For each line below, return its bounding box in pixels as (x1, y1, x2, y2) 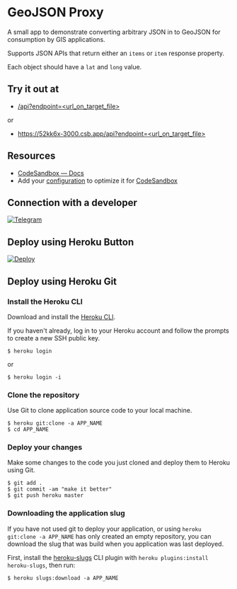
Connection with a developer (7, 196, 138, 209)
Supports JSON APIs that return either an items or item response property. (7, 49, 225, 57)
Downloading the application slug (7, 508, 125, 518)
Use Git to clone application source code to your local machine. (7, 406, 192, 415)
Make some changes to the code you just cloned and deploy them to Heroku (7, 458, 231, 467)
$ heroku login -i (7, 373, 62, 381)
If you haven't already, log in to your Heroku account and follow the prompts (7, 326, 230, 335)
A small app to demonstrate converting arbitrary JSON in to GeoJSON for (7, 28, 221, 36)
